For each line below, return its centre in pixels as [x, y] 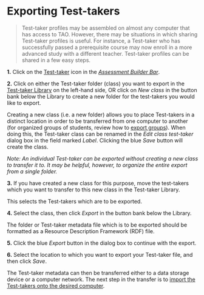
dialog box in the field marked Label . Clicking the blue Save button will [95, 140]
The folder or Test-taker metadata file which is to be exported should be [97, 225]
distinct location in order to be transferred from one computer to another [97, 121]
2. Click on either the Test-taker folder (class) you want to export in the [96, 84]
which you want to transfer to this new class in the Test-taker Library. [93, 190]
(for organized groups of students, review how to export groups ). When [96, 127]
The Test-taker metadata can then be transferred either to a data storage [98, 273]
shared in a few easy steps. [56, 60]
